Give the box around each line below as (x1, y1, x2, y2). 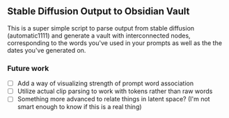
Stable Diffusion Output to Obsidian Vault (7, 6, 190, 17)
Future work (7, 63, 49, 73)
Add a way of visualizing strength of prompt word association (17, 79, 194, 87)
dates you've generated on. (7, 46, 86, 54)
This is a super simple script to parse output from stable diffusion (7, 24, 195, 32)
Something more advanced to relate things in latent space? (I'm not (17, 95, 210, 103)
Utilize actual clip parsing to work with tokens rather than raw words (17, 87, 213, 96)
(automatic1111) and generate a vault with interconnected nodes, (7, 31, 191, 40)
